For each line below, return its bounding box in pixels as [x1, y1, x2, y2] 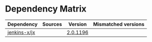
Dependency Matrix [5, 3, 86, 14]
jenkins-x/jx [7, 29, 35, 36]
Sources [42, 21, 62, 28]
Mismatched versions [93, 21, 145, 28]
